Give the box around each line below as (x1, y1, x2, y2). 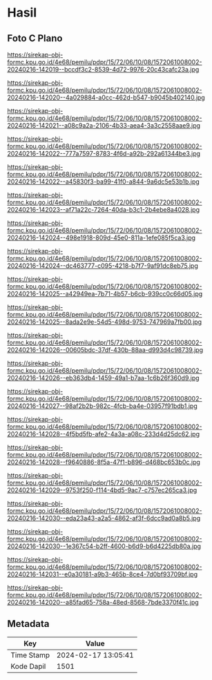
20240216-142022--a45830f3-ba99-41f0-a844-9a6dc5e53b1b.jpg (7, 177, 200, 186)
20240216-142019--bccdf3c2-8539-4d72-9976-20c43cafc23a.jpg (7, 66, 200, 73)
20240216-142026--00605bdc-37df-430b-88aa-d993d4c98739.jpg (7, 346, 204, 353)
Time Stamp (10, 650, 50, 660)
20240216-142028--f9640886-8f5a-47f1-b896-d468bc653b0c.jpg (7, 458, 200, 466)
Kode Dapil (10, 661, 46, 671)
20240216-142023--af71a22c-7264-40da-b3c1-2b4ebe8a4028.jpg (7, 206, 200, 213)
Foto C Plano (7, 32, 63, 44)
